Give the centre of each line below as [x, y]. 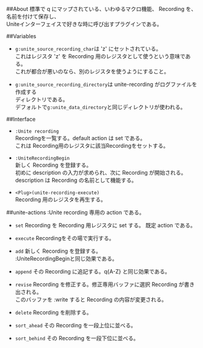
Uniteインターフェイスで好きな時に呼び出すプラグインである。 [84, 24]
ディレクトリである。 [42, 99]
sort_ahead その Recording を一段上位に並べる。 [75, 325]
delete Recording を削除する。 [53, 312]
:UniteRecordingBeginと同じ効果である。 [66, 259]
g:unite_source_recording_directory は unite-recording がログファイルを [106, 84]
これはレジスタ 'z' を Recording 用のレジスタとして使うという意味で [100, 56]
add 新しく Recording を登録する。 [58, 251]
